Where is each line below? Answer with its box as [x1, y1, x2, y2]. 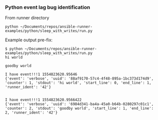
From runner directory [5, 15, 50, 21]
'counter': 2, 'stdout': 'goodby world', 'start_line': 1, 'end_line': [5, 106, 154, 111]
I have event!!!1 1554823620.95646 [5, 72, 78, 77]
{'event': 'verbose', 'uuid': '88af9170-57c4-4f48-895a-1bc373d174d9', [5, 76, 154, 81]
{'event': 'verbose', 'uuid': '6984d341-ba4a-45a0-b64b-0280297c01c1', [5, 102, 154, 107]
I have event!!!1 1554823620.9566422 [5, 98, 82, 103]
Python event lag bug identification [5, 4, 90, 11]
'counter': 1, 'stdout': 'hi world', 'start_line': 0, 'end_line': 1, [5, 81, 152, 86]
